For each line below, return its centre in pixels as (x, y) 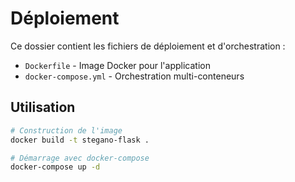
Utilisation (43, 107)
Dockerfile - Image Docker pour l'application (117, 65)
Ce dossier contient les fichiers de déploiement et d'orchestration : (148, 46)
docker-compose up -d (55, 167)
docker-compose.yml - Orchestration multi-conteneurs (134, 76)
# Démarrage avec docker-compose (80, 158)
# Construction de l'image (66, 130)
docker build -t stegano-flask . (80, 140)
